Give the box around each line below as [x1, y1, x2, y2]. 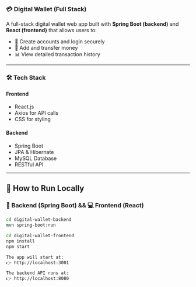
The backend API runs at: [6, 270, 69, 276]
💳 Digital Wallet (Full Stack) [6, 5, 87, 13]
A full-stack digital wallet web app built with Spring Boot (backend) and [6, 20, 179, 28]
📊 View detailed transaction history [14, 51, 100, 58]
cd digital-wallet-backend [6, 217, 72, 223]
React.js [14, 103, 34, 110]
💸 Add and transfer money [14, 45, 78, 52]
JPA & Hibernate [14, 148, 54, 155]
